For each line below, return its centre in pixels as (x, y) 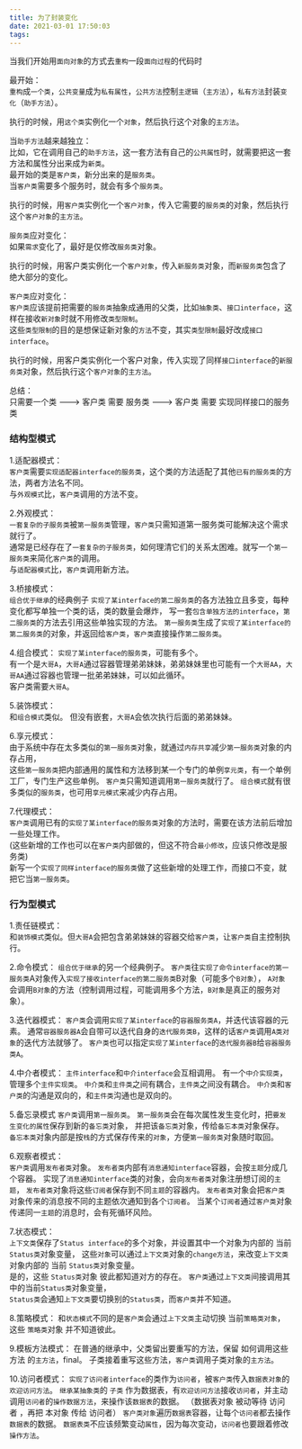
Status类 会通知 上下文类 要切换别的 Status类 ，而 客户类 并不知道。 (123, 1299)
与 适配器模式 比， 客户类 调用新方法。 (72, 569)
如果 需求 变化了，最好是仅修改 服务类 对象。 (85, 247)
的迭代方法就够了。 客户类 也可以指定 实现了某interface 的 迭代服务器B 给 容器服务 (154, 1042)
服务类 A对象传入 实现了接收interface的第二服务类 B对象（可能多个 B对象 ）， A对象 (147, 978)
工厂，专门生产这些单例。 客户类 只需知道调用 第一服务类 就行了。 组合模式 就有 (146, 780)
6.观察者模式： (37, 1156)
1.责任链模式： (36, 925)
